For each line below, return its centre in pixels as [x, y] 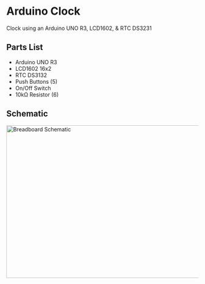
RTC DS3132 [31, 75]
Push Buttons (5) [36, 81]
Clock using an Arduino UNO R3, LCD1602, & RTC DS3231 [79, 28]
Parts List [25, 47]
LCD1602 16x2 [33, 68]
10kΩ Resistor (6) [37, 94]
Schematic [27, 114]
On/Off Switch [33, 88]
